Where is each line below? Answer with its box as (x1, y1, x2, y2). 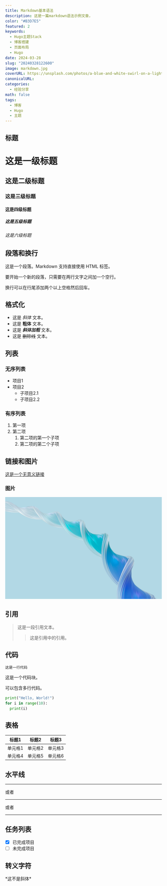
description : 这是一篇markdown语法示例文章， (5, 13, 93, 18)
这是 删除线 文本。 (12, 333, 50, 339)
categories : (5, 82, 30, 87)
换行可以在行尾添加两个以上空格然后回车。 (5, 284, 92, 290)
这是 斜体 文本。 (12, 315, 46, 321)
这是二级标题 (5, 177, 45, 185)
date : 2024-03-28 (5, 55, 41, 60)
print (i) (9, 706, 28, 711)
